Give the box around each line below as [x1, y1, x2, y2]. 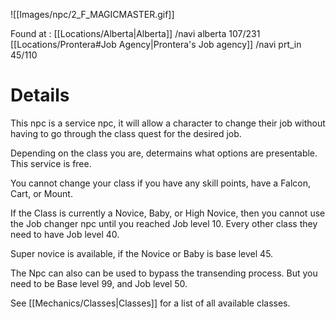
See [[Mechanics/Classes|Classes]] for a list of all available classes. [10, 297, 291, 309]
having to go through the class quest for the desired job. [10, 127, 242, 139]
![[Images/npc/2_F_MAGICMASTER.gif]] [10, 9, 175, 20]
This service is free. [10, 157, 92, 169]
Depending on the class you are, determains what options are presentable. [10, 147, 318, 159]
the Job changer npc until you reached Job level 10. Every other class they [10, 217, 318, 229]
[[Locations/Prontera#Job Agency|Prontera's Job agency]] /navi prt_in [10, 39, 302, 50]
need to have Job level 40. [10, 228, 120, 240]
